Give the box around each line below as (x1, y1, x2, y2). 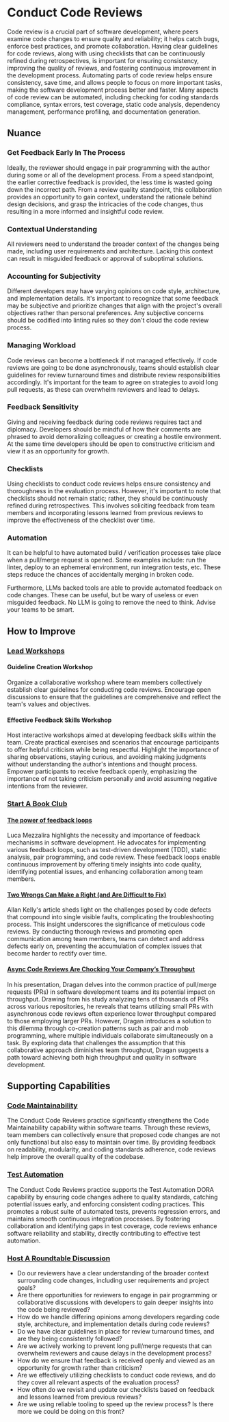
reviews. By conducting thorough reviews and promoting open (7, 927, 183, 936)
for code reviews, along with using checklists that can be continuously (7, 49, 206, 58)
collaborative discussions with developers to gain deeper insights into (16, 1298, 214, 1306)
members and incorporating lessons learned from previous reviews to (7, 509, 204, 517)
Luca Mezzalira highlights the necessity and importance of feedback (7, 831, 200, 840)
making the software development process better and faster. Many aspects (7, 86, 219, 94)
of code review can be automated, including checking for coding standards (7, 92, 219, 101)
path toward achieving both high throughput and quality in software (7, 1053, 197, 1061)
